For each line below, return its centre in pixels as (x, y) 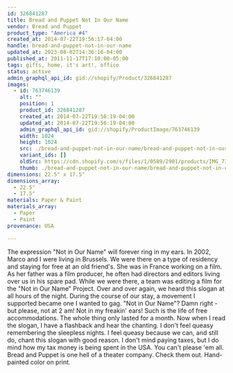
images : (18, 84)
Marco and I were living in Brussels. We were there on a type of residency (113, 259)
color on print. (50, 362)
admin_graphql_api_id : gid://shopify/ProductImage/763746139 (110, 129)
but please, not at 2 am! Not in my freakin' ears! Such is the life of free (107, 310)
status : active (29, 71)
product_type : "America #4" (48, 33)
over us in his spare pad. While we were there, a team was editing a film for (114, 281)
